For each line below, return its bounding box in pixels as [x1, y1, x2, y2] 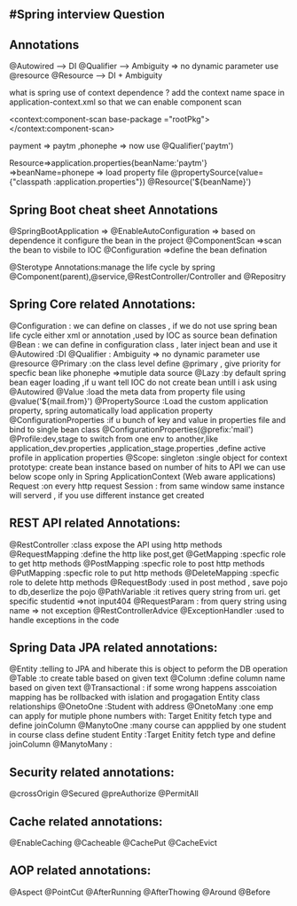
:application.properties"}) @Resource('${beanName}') [52, 176, 252, 187]
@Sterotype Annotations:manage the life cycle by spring [9, 262, 215, 273]
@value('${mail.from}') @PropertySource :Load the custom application [9, 395, 269, 406]
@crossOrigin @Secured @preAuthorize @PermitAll [9, 788, 199, 799]
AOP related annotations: [9, 863, 152, 879]
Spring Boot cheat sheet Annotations [9, 202, 219, 217]
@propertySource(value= [170, 168, 264, 178]
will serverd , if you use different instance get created [9, 489, 205, 500]
